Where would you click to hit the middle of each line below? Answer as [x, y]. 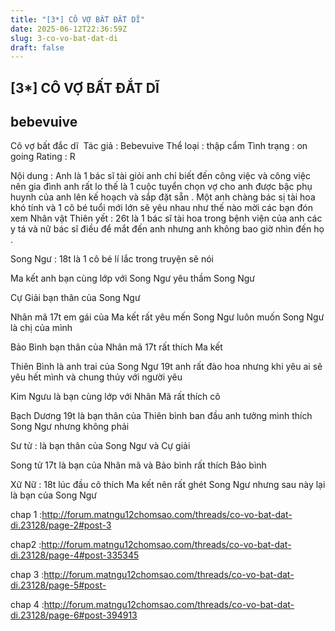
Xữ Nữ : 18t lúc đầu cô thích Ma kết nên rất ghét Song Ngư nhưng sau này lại [168, 485]
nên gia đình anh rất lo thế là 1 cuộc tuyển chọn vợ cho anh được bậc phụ [161, 187]
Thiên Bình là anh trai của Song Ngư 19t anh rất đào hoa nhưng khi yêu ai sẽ [166, 367]
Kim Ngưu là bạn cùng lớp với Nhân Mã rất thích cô [115, 397]
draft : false [37, 47]
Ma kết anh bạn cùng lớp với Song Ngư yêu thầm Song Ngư [133, 278]
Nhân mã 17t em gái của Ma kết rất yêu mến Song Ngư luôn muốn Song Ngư [167, 317]
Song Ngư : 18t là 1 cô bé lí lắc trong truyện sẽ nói [112, 259]
